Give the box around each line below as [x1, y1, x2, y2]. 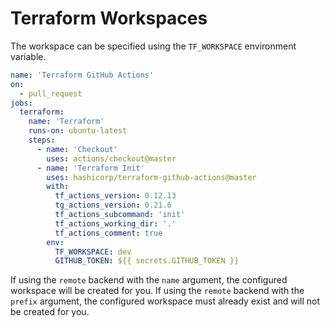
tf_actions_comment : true [54, 228, 163, 238]
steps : [28, 135, 56, 146]
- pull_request [19, 88, 83, 99]
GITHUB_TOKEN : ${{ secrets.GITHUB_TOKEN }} [54, 256, 240, 266]
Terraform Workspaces [10, 7, 208, 30]
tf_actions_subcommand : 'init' [54, 210, 186, 220]
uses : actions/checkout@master [46, 153, 177, 164]
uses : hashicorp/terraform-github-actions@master [46, 172, 257, 182]
